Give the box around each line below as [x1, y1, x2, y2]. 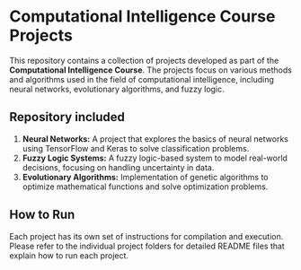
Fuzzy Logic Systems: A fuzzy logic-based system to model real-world [22, 152, 288, 163]
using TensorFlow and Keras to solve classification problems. [22, 143, 250, 153]
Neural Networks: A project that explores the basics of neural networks [22, 133, 289, 144]
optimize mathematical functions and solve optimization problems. [22, 181, 269, 192]
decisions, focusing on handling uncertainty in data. [22, 161, 215, 172]
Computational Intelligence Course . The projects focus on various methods [9, 65, 292, 75]
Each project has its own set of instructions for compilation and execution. [9, 231, 284, 241]
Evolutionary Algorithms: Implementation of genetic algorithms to [22, 171, 269, 182]
